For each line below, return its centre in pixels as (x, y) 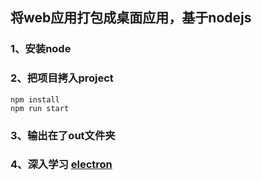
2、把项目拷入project (62, 78)
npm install (35, 99)
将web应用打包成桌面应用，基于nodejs (131, 18)
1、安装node (41, 49)
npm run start (40, 108)
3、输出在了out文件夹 (63, 135)
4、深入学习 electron (61, 165)
